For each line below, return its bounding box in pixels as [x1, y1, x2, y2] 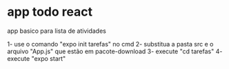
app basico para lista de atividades [7, 27, 107, 35]
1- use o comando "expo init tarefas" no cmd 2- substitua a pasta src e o [7, 40, 214, 48]
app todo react [7, 4, 93, 20]
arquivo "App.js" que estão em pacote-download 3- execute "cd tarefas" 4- [7, 47, 223, 55]
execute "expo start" [7, 54, 66, 62]
